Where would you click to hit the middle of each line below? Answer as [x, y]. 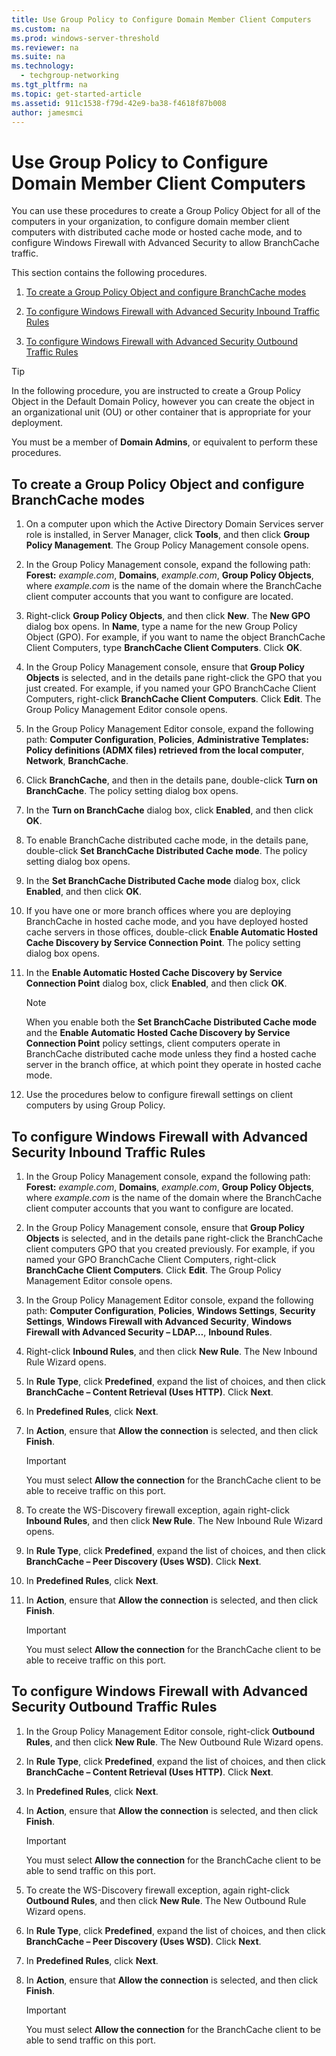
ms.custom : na [41, 29]
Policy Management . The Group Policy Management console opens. [167, 545]
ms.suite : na [38, 57]
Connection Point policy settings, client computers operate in [153, 1043]
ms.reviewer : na [45, 47]
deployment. [37, 423]
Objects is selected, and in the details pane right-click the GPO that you [174, 678]
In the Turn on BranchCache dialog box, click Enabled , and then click [169, 810]
